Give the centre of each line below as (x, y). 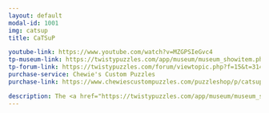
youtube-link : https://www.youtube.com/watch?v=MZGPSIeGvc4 (111, 53)
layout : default (35, 16)
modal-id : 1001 (34, 23)
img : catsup (28, 30)
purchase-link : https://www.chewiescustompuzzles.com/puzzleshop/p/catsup (136, 82)
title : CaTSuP (32, 38)
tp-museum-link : (35, 60)
